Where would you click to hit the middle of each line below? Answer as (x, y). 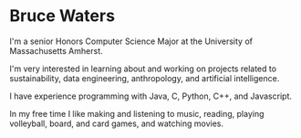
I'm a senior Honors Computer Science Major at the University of (131, 41)
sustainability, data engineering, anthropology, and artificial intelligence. (145, 78)
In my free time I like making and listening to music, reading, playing (137, 113)
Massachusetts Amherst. (56, 50)
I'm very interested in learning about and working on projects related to (143, 69)
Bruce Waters (62, 16)
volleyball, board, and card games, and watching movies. (116, 123)
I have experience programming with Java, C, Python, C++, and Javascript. (150, 96)
